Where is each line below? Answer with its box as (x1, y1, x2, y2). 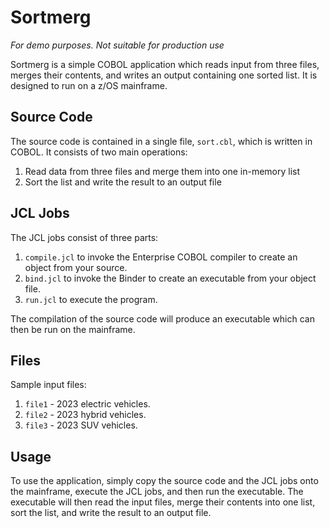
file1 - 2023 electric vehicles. (24, 398, 151, 410)
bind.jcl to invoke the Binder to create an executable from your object (24, 272, 317, 284)
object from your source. (24, 261, 128, 273)
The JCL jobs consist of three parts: (10, 231, 159, 243)
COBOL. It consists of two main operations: (10, 146, 188, 158)
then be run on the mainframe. (10, 323, 136, 335)
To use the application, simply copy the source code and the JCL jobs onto (10, 475, 319, 487)
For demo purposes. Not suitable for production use (10, 39, 225, 51)
